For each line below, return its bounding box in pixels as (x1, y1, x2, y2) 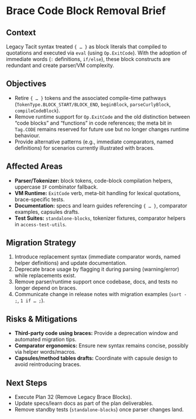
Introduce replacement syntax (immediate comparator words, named (14, 253, 181, 260)
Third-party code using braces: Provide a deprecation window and (14, 330, 178, 337)
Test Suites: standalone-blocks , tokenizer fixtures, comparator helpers (14, 214, 186, 222)
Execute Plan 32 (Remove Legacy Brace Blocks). (14, 394, 132, 401)
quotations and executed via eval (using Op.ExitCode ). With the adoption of (6, 49, 187, 56)
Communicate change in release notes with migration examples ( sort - (14, 291, 187, 298)
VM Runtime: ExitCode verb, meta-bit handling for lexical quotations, (14, 189, 181, 196)
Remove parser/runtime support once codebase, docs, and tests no (14, 278, 178, 286)
